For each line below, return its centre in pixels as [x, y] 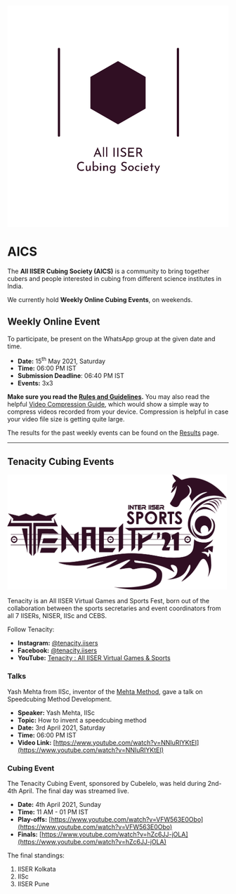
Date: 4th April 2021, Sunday [59, 805]
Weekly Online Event [54, 322]
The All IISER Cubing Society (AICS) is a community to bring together [108, 271]
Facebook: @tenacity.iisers [57, 650]
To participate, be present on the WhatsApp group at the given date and [111, 338]
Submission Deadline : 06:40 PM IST [71, 376]
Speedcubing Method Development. [60, 699]
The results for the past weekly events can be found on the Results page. [113, 433]
